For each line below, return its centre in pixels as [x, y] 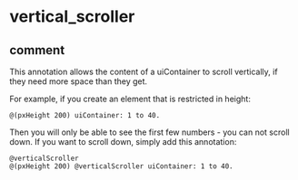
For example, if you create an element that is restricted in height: [130, 99]
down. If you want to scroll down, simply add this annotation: [123, 142]
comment [37, 50]
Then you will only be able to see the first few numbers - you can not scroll [149, 132]
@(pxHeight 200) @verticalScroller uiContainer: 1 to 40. [121, 166]
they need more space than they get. [79, 81]
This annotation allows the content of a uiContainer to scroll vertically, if [144, 71]
